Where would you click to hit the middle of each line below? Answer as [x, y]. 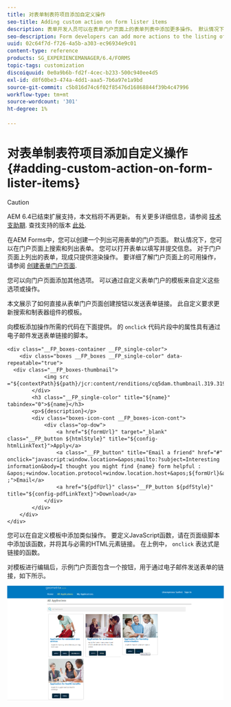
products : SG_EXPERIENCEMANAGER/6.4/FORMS [69, 59]
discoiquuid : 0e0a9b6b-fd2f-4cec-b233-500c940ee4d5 [82, 72]
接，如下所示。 [28, 575]
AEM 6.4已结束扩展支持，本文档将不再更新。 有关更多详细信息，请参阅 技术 [114, 216]
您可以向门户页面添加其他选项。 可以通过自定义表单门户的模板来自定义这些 [113, 280]
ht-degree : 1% [27, 109]
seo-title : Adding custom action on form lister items [87, 22]
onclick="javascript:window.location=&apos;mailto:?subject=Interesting [113, 459]
